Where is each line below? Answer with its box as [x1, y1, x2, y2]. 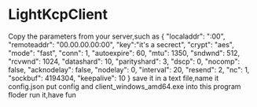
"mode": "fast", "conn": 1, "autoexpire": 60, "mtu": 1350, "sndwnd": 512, [8, 48, 240, 57]
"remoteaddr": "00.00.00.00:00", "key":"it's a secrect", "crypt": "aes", [8, 39, 234, 49]
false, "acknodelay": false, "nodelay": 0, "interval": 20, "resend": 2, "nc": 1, [8, 65, 250, 74]
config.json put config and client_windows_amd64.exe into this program [8, 81, 241, 91]
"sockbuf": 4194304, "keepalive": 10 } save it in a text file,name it [8, 73, 219, 83]
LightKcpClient [8, 6, 108, 24]
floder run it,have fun [8, 90, 77, 99]
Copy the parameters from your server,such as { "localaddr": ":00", [8, 31, 226, 41]
